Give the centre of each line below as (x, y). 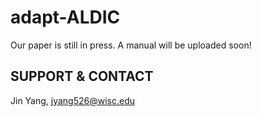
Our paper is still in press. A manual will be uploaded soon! (131, 45)
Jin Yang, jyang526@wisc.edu (73, 100)
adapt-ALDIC (65, 17)
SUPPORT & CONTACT (82, 76)
